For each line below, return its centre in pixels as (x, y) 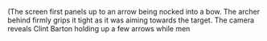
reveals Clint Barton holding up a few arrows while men (99, 29)
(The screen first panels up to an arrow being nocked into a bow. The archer (134, 12)
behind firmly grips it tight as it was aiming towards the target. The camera (131, 20)
